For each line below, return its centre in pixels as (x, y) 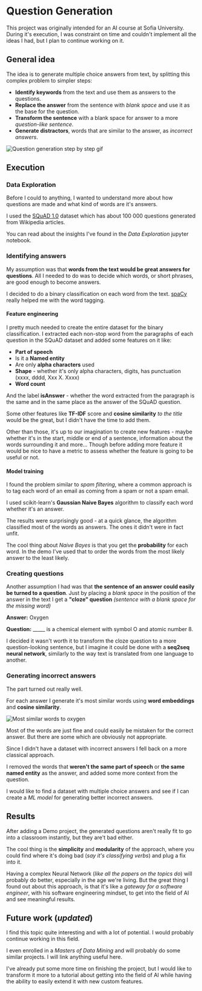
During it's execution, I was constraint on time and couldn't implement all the (101, 34)
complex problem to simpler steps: (49, 80)
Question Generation (60, 11)
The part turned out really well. (45, 689)
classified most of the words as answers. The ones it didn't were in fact (95, 527)
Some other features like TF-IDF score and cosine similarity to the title (94, 414)
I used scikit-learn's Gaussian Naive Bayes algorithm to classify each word (100, 503)
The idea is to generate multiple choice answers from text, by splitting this (98, 74)
